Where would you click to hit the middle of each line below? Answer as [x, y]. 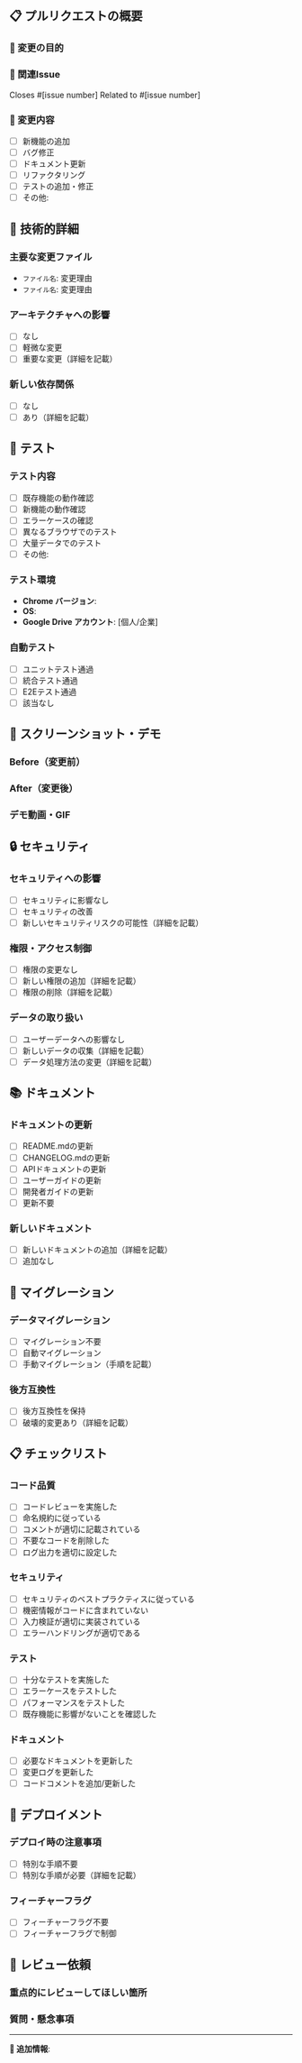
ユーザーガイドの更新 [62, 1180]
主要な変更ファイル [51, 257]
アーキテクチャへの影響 [60, 315]
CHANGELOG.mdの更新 [66, 1158]
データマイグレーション [60, 1320]
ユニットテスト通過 [58, 669]
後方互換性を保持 [54, 1411]
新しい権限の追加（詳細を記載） [81, 981]
